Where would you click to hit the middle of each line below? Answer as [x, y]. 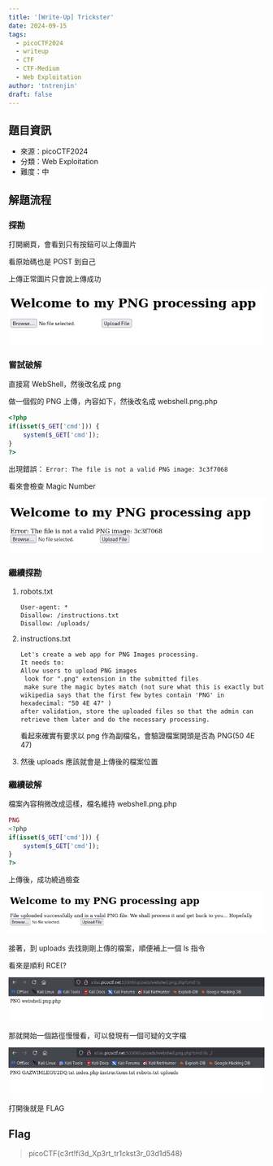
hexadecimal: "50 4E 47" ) [66, 703]
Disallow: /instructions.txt [69, 615]
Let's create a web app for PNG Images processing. [109, 655]
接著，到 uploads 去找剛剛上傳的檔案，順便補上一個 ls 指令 [107, 948]
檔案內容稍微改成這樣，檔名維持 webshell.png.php [93, 803]
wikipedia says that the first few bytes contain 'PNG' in [122, 695]
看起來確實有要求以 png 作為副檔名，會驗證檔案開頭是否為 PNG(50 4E [137, 735]
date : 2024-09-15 [38, 26]
